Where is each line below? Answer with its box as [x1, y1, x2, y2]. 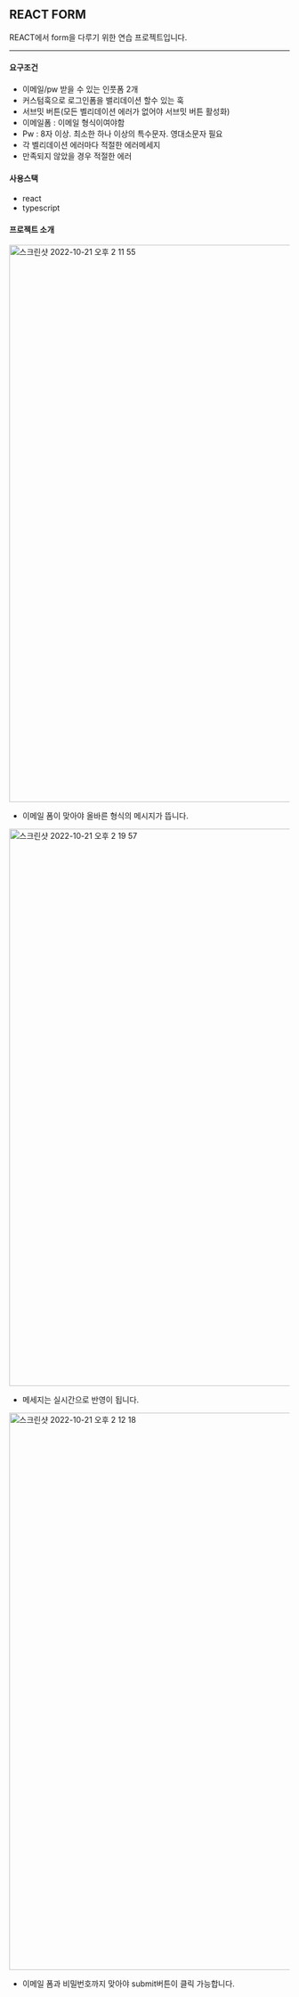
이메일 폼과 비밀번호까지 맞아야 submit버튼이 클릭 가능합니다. [21, 1978, 236, 1989]
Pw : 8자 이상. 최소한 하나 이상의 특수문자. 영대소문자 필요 [21, 128, 223, 139]
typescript [21, 202, 61, 213]
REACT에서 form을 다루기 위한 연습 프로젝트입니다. [9, 31, 188, 43]
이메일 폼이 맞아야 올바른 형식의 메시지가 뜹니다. [21, 810, 189, 821]
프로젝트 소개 [9, 224, 55, 234]
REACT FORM [9, 7, 86, 22]
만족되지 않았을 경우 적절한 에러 [21, 151, 132, 161]
